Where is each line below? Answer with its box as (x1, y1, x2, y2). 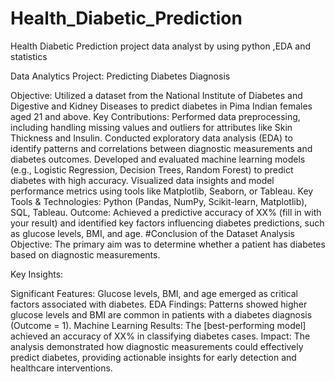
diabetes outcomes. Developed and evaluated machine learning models (10, 153, 306, 165)
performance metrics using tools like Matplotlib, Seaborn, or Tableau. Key (10, 185, 314, 197)
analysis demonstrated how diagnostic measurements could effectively (10, 340, 304, 352)
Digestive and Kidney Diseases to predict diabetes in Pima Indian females (10, 100, 313, 112)
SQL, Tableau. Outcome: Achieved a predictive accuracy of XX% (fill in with (10, 206, 322, 218)
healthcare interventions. (10, 362, 113, 374)
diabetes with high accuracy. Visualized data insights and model (10, 174, 275, 186)
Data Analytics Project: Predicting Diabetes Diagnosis (10, 70, 231, 82)
